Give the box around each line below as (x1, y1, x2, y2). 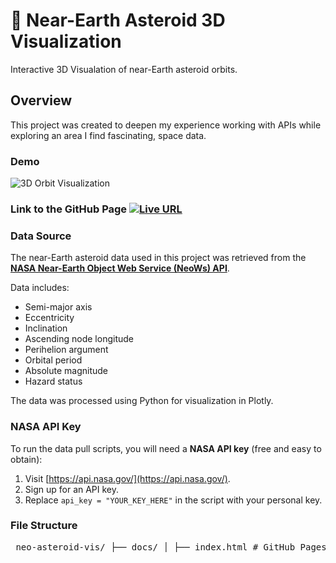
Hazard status (24, 375, 83, 388)
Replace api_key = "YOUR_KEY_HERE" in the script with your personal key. (24, 494, 323, 506)
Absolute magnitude (24, 365, 108, 377)
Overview (10, 92, 73, 109)
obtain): (10, 453, 43, 465)
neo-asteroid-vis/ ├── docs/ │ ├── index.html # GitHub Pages (15, 541, 327, 553)
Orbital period (24, 354, 83, 366)
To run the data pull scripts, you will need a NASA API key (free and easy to (10, 442, 322, 454)
